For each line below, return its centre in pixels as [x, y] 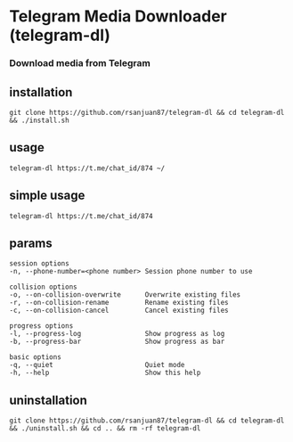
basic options [36, 357]
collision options [43, 287]
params [31, 243]
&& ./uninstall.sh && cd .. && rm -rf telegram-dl [105, 429]
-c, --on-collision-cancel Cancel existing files [119, 311]
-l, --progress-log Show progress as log [117, 334]
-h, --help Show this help [105, 373]
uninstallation [48, 400]
